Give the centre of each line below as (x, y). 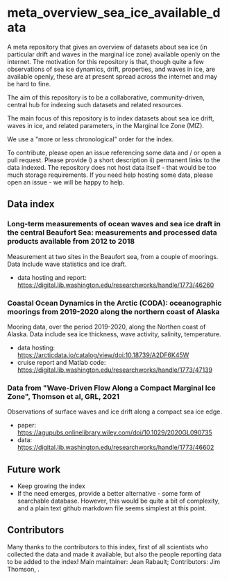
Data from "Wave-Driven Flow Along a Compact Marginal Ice (112, 388)
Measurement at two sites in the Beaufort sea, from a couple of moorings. (113, 256)
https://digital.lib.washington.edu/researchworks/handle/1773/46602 (116, 448)
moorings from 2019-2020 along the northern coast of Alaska (113, 311)
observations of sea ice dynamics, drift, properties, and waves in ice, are (111, 69)
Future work (34, 469)
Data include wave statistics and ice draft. (67, 264)
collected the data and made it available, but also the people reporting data (114, 554)
